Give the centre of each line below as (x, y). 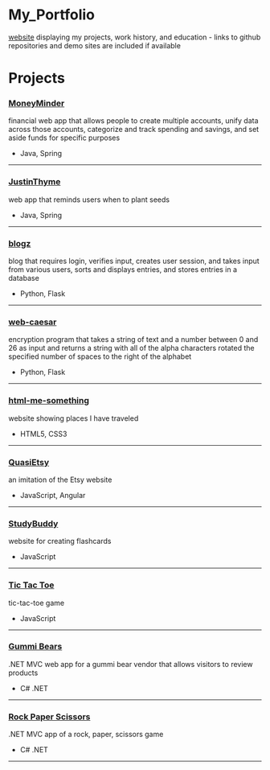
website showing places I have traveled (74, 418)
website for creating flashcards (60, 541)
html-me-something (49, 401)
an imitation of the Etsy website (60, 480)
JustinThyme (35, 182)
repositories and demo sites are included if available (94, 45)
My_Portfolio (51, 15)
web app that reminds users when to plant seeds (89, 200)
